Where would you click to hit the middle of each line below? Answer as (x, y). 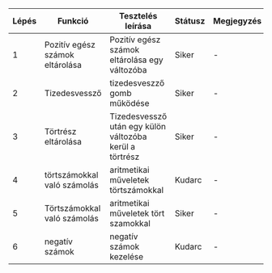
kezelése (126, 256)
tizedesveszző (137, 83)
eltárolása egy (136, 60)
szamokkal (130, 223)
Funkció (73, 21)
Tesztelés (138, 16)
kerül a (122, 147)
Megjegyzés (238, 21)
